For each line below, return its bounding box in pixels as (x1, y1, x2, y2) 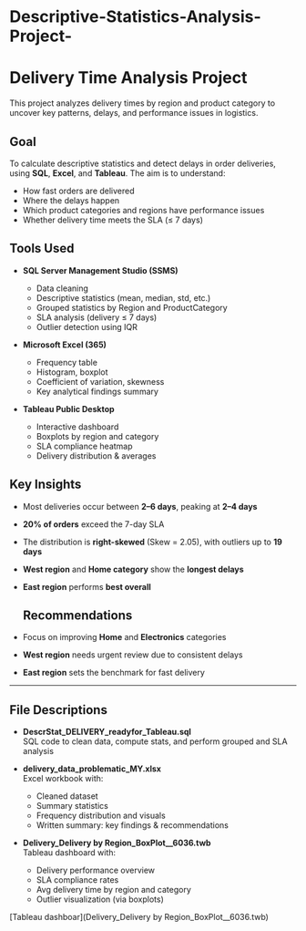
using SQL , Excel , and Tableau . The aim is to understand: (9, 167, 226, 179)
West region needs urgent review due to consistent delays (22, 649, 243, 660)
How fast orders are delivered (22, 185, 135, 196)
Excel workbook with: (22, 773, 104, 784)
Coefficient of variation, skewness (36, 376, 165, 387)
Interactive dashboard (36, 421, 119, 432)
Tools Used (9, 241, 75, 256)
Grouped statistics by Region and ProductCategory (36, 302, 228, 313)
